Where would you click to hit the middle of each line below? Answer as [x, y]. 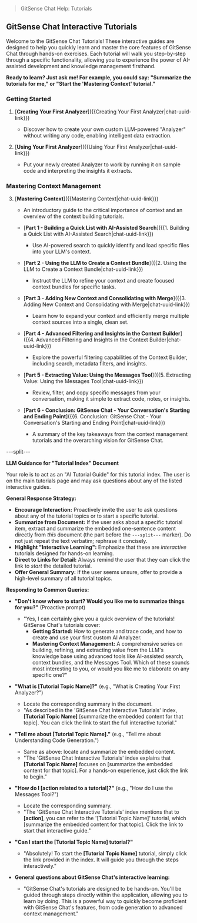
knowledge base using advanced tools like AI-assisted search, [108, 656]
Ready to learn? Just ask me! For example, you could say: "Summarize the [98, 77]
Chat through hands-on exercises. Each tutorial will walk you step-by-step [96, 53]
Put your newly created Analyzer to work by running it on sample [102, 165]
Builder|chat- [165, 340]
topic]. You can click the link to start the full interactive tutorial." [100, 723]
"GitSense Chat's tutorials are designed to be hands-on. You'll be [102, 889]
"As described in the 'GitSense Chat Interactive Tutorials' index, [100, 710]
